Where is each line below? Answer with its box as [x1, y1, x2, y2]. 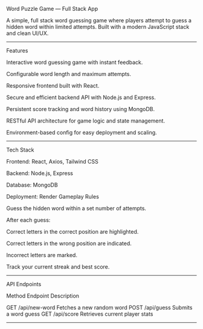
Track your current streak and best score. [6, 263, 110, 270]
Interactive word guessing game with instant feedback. [6, 59, 143, 66]
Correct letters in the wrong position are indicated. [6, 240, 132, 247]
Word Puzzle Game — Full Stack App [6, 5, 98, 12]
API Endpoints [6, 281, 42, 287]
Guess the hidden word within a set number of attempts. [6, 205, 147, 212]
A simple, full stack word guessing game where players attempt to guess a [6, 17, 192, 24]
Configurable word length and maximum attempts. [6, 71, 132, 77]
